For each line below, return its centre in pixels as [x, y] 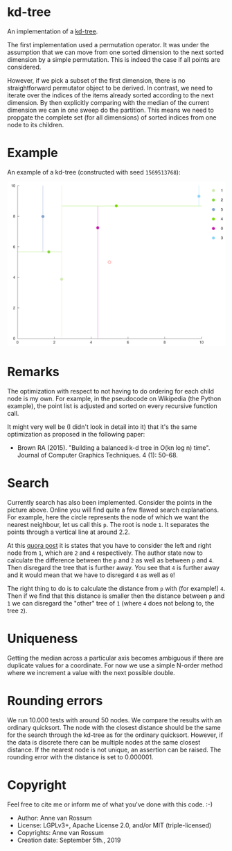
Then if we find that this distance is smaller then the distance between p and [116, 596]
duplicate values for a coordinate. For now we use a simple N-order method [115, 665]
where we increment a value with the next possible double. [91, 672]
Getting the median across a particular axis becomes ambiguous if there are [115, 658]
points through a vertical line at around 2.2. [69, 532]
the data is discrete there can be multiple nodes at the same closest [104, 742]
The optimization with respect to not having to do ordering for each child [111, 391]
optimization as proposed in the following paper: [76, 434]
